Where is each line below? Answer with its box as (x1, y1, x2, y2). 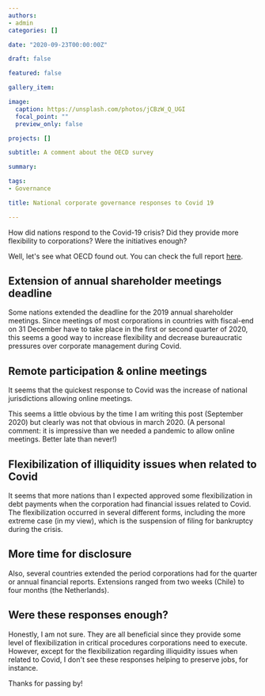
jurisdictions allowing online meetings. (8, 394, 133, 403)
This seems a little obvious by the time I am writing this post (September (8, 409, 244, 419)
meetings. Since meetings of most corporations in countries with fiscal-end (8, 316, 255, 326)
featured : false (8, 69, 62, 78)
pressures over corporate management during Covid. (8, 342, 182, 351)
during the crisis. (8, 525, 63, 534)
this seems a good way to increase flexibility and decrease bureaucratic (8, 333, 243, 342)
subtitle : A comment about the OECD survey (8, 148, 154, 157)
